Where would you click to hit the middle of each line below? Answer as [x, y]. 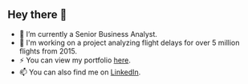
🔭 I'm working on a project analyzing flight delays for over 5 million [129, 42]
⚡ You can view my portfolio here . [75, 60]
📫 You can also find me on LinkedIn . [80, 72]
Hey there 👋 [37, 15]
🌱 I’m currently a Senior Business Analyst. [88, 34]
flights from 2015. [48, 51]
